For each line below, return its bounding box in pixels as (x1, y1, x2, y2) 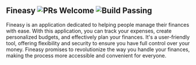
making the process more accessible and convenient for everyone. (6, 52, 167, 59)
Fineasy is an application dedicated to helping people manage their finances (6, 21, 190, 28)
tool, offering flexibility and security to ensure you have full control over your (6, 39, 190, 46)
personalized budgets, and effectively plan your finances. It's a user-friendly (6, 33, 190, 41)
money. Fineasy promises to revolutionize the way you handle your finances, (6, 46, 190, 53)
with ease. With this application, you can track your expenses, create (6, 27, 172, 34)
